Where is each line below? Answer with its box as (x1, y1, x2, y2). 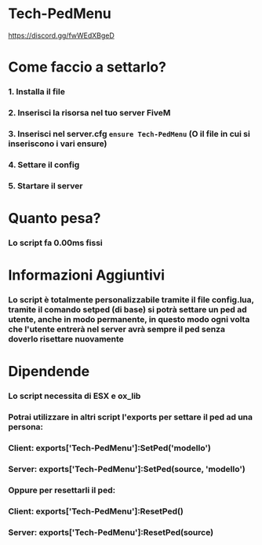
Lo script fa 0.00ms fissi (8, 237, 104, 248)
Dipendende (8, 363, 90, 381)
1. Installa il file (8, 86, 65, 97)
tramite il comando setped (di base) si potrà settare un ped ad (8, 304, 247, 315)
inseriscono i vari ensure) (8, 138, 107, 149)
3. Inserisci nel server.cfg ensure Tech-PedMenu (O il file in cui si (8, 128, 251, 139)
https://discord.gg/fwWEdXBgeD (8, 31, 115, 40)
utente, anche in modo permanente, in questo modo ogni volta (8, 313, 250, 324)
